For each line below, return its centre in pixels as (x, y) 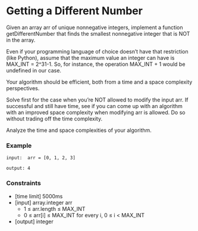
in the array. (21, 40)
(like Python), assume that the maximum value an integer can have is (90, 58)
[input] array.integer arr (43, 202)
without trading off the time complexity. (54, 118)
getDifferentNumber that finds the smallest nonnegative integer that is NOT (98, 33)
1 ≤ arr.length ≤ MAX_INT (54, 208)
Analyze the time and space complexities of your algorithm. (79, 130)
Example (19, 145)
